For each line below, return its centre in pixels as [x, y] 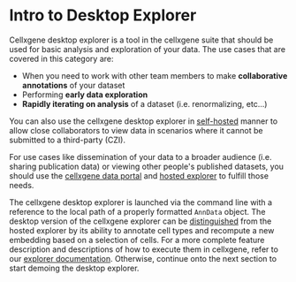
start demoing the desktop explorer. [74, 268]
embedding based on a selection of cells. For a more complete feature [137, 240]
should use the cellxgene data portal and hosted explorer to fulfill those [139, 175]
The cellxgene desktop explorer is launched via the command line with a [140, 202]
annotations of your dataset [73, 85]
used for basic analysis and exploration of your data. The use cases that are [147, 49]
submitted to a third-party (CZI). [68, 140]
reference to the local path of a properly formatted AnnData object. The [137, 211]
